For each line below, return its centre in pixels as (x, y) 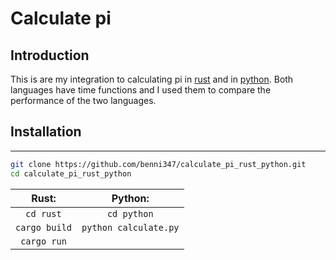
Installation (46, 132)
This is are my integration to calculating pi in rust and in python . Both (152, 79)
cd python (130, 213)
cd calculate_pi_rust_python (71, 173)
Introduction (50, 55)
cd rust (43, 213)
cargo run (43, 241)
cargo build (44, 227)
